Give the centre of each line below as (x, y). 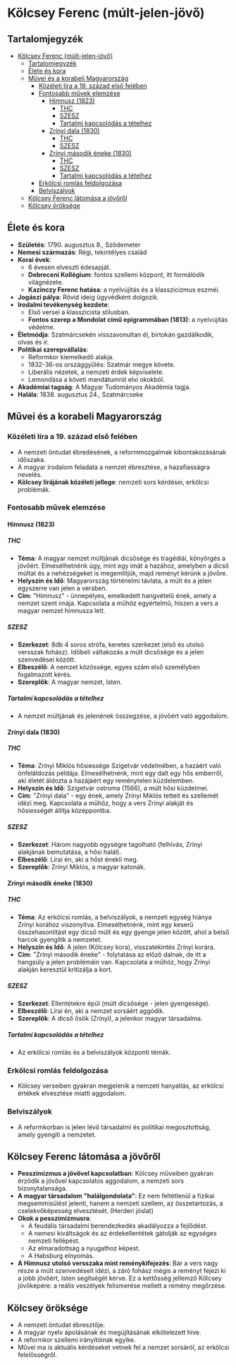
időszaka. (31, 459)
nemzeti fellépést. (54, 1241)
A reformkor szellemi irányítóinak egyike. (76, 1340)
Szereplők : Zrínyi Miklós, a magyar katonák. (81, 867)
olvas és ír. (33, 342)
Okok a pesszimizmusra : (54, 1218)
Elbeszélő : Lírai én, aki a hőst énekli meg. (78, 859)
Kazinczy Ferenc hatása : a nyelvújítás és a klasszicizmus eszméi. (124, 290)
